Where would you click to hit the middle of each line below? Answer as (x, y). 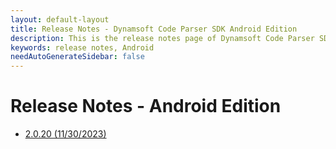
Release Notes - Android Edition (146, 106)
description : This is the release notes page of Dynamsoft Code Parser (162, 38)
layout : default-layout (60, 19)
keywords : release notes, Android (82, 47)
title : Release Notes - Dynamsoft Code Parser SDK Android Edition (154, 29)
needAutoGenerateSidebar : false (77, 57)
